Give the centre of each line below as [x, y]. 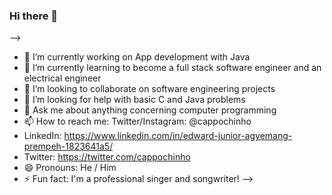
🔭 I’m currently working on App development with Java [137, 57]
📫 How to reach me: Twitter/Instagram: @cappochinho [137, 121]
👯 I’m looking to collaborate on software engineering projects [149, 89]
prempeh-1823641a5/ [68, 146]
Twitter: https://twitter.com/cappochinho [107, 157]
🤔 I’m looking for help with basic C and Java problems [134, 100]
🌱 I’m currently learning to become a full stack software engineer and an [172, 68]
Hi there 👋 [34, 16]
